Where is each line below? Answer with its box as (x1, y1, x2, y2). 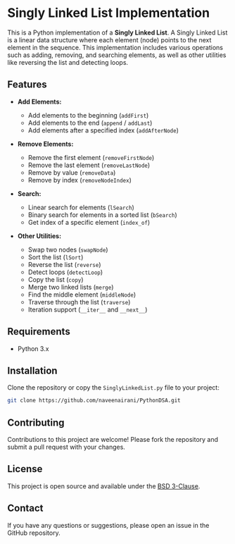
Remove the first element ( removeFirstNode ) (27, 153, 155, 161)
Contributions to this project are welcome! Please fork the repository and (7, 435, 219, 444)
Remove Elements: (17, 140, 74, 148)
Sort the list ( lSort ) (27, 252, 84, 261)
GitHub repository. (7, 528, 61, 537)
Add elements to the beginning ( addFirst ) (27, 111, 149, 119)
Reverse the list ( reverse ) (27, 260, 101, 268)
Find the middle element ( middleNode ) (27, 290, 136, 299)
